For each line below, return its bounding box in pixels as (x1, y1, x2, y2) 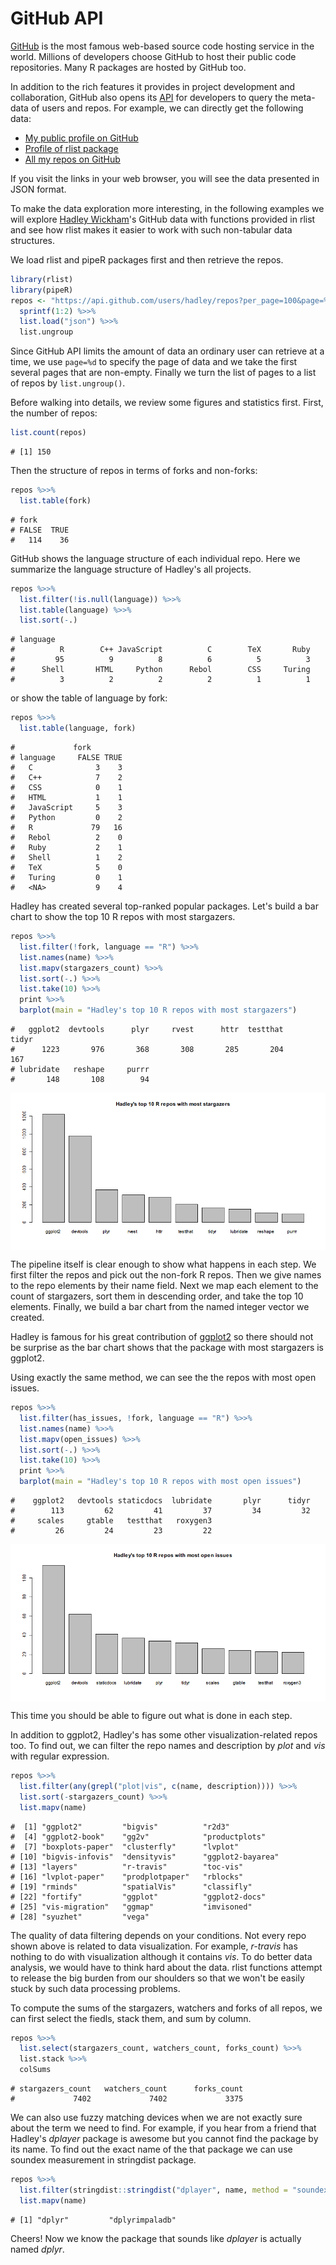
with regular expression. (10, 1750, 110, 1762)
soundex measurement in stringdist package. (10, 2154, 197, 2166)
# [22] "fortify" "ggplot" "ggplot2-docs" (10, 1892, 267, 1902)
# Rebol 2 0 (10, 833, 123, 843)
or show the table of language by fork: (10, 692, 168, 704)
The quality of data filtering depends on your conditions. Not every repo (10, 1929, 307, 1941)
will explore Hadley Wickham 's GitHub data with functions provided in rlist (10, 213, 316, 225)
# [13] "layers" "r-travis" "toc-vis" (10, 1862, 244, 1872)
